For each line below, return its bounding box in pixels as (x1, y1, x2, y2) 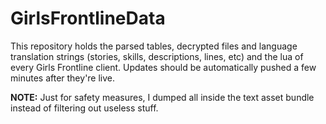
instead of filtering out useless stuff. (10, 102, 159, 114)
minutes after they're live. (10, 72, 116, 84)
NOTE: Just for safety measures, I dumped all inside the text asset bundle (10, 91, 315, 103)
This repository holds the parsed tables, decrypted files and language (10, 40, 298, 52)
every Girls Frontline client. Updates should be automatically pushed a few (10, 61, 317, 73)
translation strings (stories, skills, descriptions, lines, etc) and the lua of (10, 50, 304, 62)
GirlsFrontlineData (10, 7, 166, 30)
